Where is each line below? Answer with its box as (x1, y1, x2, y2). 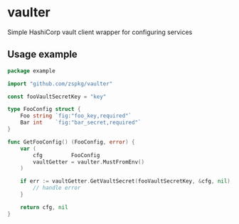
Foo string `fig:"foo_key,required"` (20, 112, 132, 119)
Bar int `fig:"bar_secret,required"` (20, 119, 142, 127)
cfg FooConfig (33, 151, 100, 159)
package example (7, 67, 55, 75)
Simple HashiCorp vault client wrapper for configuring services (7, 28, 193, 36)
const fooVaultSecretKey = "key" (7, 93, 107, 100)
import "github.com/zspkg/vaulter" (7, 80, 113, 87)
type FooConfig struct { (7, 106, 81, 113)
